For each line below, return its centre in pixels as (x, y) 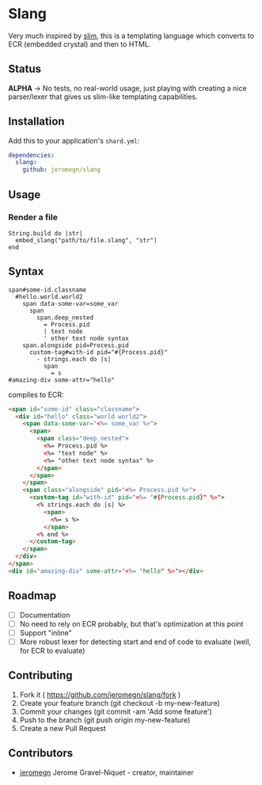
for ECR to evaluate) (52, 650)
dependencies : (32, 155)
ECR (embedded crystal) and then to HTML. (80, 44)
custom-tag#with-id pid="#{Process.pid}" (99, 352)
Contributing (40, 675)
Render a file (33, 217)
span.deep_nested (65, 318)
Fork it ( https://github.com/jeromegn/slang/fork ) (100, 695)
